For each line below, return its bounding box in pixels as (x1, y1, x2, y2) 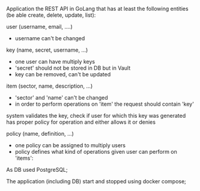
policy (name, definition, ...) (6, 130, 74, 137)
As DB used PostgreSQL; (6, 166, 68, 173)
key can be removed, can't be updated (14, 71, 111, 77)
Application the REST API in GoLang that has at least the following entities (6, 5, 189, 12)
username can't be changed (14, 35, 85, 41)
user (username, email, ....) (6, 23, 73, 30)
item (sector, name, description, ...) (6, 82, 93, 89)
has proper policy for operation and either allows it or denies (6, 118, 156, 126)
